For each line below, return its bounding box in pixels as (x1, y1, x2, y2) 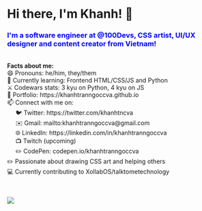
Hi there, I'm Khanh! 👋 (7, 6, 133, 22)
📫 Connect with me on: (7, 98, 74, 107)
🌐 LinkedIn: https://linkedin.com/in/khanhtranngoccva (15, 129, 167, 137)
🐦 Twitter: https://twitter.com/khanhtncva (15, 109, 134, 117)
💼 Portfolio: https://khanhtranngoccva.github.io (7, 91, 139, 99)
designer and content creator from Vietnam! (7, 39, 157, 48)
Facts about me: (7, 61, 55, 70)
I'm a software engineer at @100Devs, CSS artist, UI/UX (7, 31, 196, 40)
